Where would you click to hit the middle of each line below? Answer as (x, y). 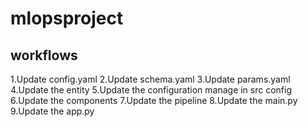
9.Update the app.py (52, 111)
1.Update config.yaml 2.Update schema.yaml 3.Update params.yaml (150, 79)
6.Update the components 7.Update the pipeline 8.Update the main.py (154, 100)
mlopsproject (67, 18)
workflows (44, 55)
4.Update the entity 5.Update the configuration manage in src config (151, 90)
